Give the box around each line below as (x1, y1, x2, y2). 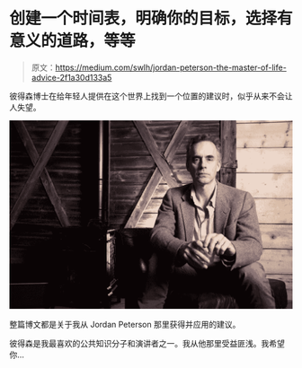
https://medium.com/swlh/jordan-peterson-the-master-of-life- (55, 62, 288, 73)
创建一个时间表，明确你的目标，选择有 (9, 8, 294, 29)
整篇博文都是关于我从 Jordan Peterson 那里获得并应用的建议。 (9, 320, 241, 330)
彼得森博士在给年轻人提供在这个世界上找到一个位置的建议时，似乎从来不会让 (9, 91, 293, 101)
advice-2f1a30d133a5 (31, 72, 112, 83)
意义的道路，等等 (9, 31, 137, 51)
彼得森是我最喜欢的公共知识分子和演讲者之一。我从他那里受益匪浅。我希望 (9, 338, 285, 349)
